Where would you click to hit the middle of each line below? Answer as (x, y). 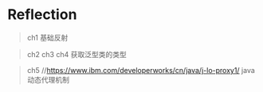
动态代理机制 (48, 79)
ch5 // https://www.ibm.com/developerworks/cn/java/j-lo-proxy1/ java (141, 70)
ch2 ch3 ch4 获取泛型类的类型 (77, 54)
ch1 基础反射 (47, 37)
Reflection (42, 15)
